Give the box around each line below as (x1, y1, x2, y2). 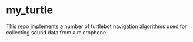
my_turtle (6, 3, 54, 17)
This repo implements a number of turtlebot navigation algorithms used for (6, 23, 187, 30)
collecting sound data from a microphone (6, 29, 107, 36)
